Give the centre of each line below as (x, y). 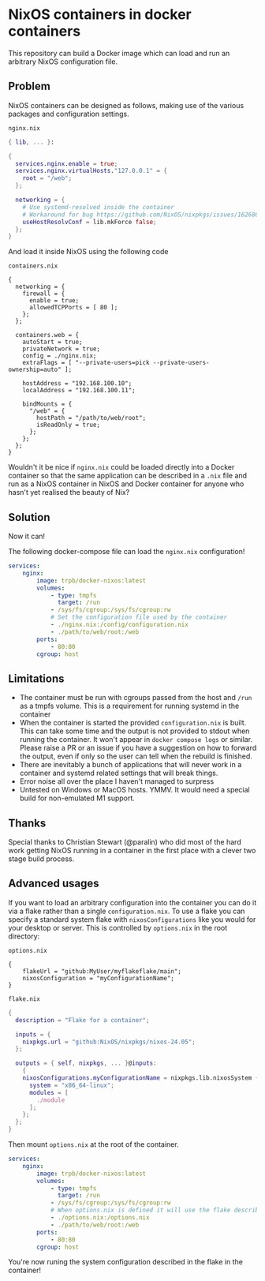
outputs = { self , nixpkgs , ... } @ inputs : (86, 1063)
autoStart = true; (52, 342)
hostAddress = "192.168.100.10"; (77, 384)
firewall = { (44, 294)
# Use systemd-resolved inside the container (99, 207)
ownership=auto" (35, 370)
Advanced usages (54, 884)
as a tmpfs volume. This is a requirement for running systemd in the (129, 706)
